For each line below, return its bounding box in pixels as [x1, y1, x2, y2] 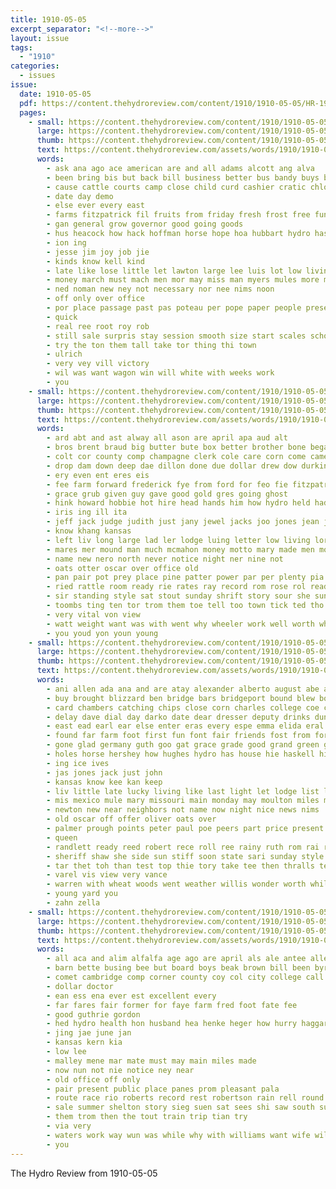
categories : [10, 61, 60, 71]
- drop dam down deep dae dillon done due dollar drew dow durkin [46, 461, 329, 471]
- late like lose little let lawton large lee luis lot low [46, 266, 302, 276]
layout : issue [10, 33, 70, 43]
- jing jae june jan [46, 1028, 132, 1038]
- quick [46, 312, 78, 322]
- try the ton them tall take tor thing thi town [46, 340, 257, 350]
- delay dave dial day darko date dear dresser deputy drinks [46, 712, 311, 722]
